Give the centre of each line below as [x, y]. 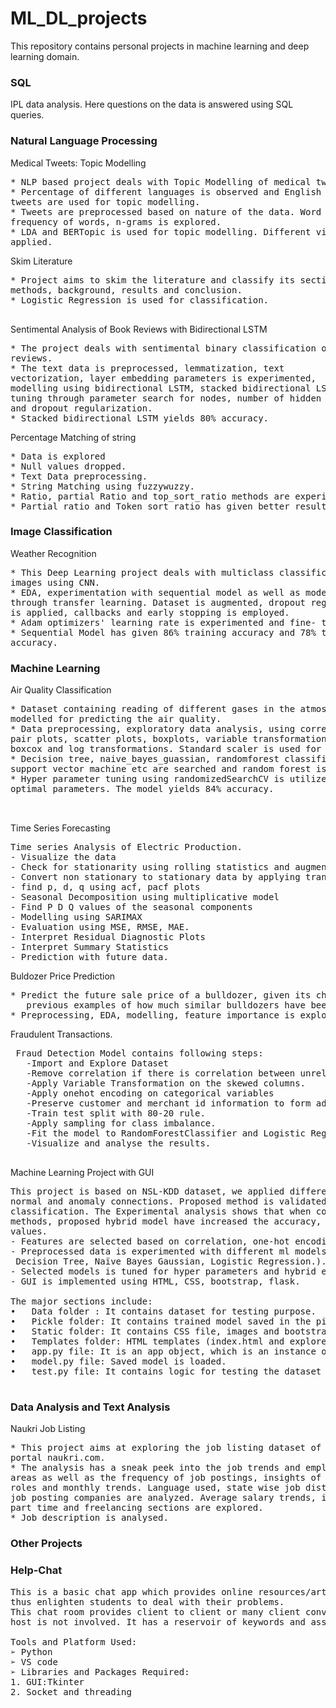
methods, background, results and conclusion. [126, 290]
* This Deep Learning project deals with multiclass [142, 572]
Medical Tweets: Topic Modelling [78, 163]
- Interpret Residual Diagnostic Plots [108, 937]
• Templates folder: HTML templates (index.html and [147, 1341]
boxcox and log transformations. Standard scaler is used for [166, 749]
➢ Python [31, 1651]
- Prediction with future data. [89, 957]
